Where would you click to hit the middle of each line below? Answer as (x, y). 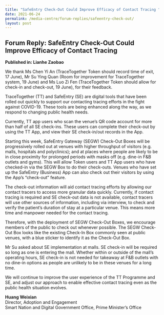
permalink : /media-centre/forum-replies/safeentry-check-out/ (70, 19)
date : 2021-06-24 (23, 14)
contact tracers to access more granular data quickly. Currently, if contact (79, 192)
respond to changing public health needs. (47, 112)
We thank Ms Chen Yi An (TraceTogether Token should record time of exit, (80, 72)
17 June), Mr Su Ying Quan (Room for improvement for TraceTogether (75, 77)
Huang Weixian (21, 297)
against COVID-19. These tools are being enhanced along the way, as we (78, 107)
